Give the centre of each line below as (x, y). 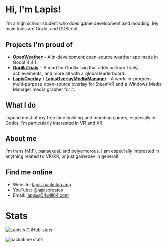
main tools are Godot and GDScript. (42, 28)
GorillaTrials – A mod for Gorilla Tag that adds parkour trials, (75, 67)
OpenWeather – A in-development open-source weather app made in (85, 57)
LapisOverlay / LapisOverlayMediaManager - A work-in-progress (82, 78)
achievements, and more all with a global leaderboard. (69, 73)
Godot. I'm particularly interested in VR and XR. (54, 123)
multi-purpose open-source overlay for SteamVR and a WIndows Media (87, 84)
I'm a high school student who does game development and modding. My (82, 23)
